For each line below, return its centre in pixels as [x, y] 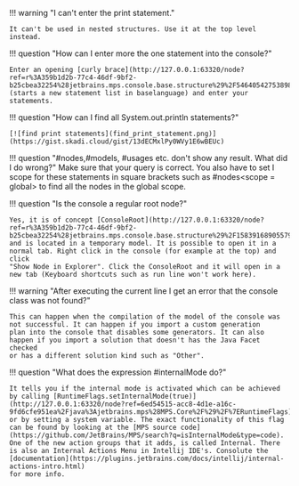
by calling [29, 396]
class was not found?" [50, 300]
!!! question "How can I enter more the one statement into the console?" [141, 53]
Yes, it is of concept [51, 220]
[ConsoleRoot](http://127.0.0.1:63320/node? [181, 220]
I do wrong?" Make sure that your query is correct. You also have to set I [142, 167]
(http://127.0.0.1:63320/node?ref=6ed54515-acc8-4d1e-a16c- [123, 404]
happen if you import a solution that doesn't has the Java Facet [135, 340]
